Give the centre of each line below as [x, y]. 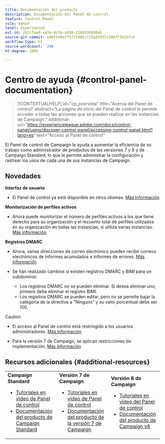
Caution [13, 317]
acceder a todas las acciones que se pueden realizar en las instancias [88, 114]
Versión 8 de [126, 378]
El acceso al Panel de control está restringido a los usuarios [73, 327]
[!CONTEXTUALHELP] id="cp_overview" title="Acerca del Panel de [85, 104]
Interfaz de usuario [25, 188]
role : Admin [17, 23]
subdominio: [25, 277]
